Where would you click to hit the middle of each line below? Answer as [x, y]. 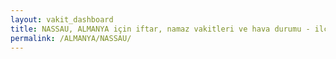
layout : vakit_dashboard [62, 19]
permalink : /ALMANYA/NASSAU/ [71, 38]
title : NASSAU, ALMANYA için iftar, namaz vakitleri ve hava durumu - [160, 29]
